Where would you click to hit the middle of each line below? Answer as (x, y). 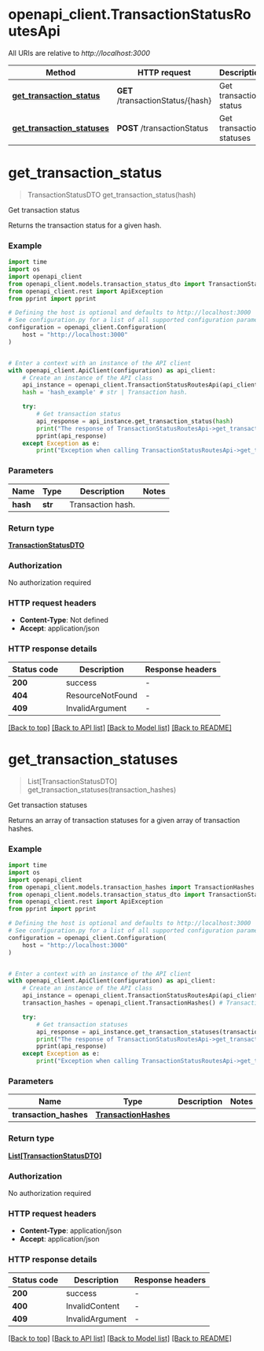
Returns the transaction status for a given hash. (85, 225)
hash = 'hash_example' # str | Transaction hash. (105, 392)
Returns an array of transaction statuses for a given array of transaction (124, 820)
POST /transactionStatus (163, 128)
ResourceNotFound (101, 695)
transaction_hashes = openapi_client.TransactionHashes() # (123, 1003)
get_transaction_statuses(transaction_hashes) (102, 790)
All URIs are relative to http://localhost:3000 (79, 53)
